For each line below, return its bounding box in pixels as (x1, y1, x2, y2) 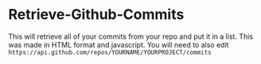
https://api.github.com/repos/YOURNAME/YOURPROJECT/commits (8, 48, 212, 56)
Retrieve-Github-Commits (8, 6, 185, 24)
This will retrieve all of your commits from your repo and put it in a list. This (8, 32, 253, 41)
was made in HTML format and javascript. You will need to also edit (8, 40, 229, 49)
